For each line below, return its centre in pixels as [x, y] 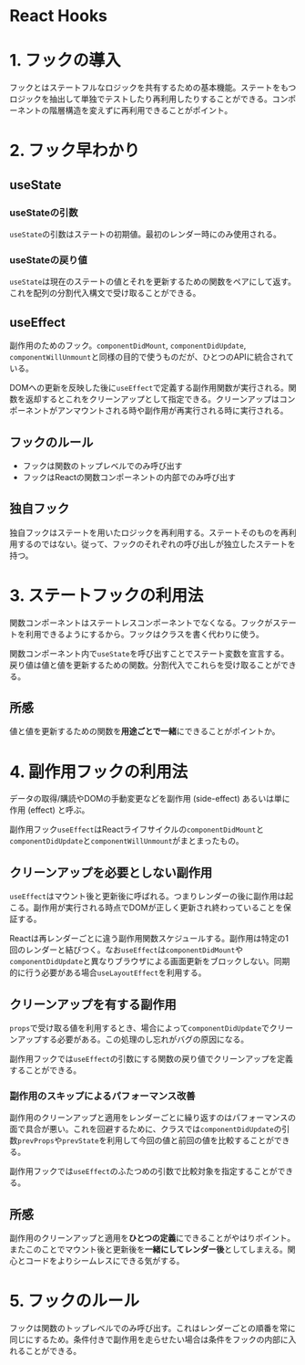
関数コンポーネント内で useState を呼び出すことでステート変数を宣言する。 [149, 653]
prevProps [36, 1141]
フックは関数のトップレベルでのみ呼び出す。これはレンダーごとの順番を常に [152, 1328]
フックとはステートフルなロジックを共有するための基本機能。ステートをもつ [153, 88]
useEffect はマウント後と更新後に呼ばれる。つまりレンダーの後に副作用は [147, 897]
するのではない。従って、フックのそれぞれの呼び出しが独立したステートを [156, 543]
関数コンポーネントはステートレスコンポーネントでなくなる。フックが [141, 623]
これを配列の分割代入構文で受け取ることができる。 [105, 293]
